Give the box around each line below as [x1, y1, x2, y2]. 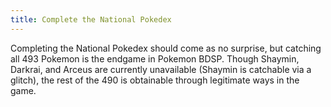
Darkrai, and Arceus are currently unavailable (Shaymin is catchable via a [10, 63, 312, 75]
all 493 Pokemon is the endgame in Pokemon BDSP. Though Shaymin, [10, 52, 300, 65]
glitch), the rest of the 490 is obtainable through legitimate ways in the [10, 74, 300, 86]
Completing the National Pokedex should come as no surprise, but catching [10, 42, 322, 54]
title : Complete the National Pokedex [10, 14, 172, 25]
